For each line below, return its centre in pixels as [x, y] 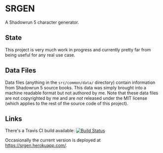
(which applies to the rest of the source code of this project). [67, 103]
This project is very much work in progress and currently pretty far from [78, 49]
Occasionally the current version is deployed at [53, 140]
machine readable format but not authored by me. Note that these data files [82, 93]
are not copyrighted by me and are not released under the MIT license [76, 98]
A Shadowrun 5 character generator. [42, 22]
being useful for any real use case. [40, 55]
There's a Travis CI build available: [40, 131]
